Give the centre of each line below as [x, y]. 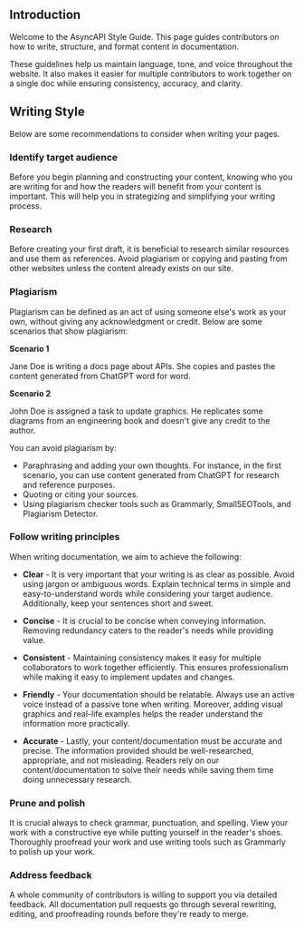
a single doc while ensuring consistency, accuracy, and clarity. [126, 83]
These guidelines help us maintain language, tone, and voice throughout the [151, 63]
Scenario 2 [30, 393]
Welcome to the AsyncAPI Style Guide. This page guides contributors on [144, 36]
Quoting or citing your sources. [80, 494]
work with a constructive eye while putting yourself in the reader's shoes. [146, 833]
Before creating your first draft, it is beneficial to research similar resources [149, 249]
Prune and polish [47, 803]
